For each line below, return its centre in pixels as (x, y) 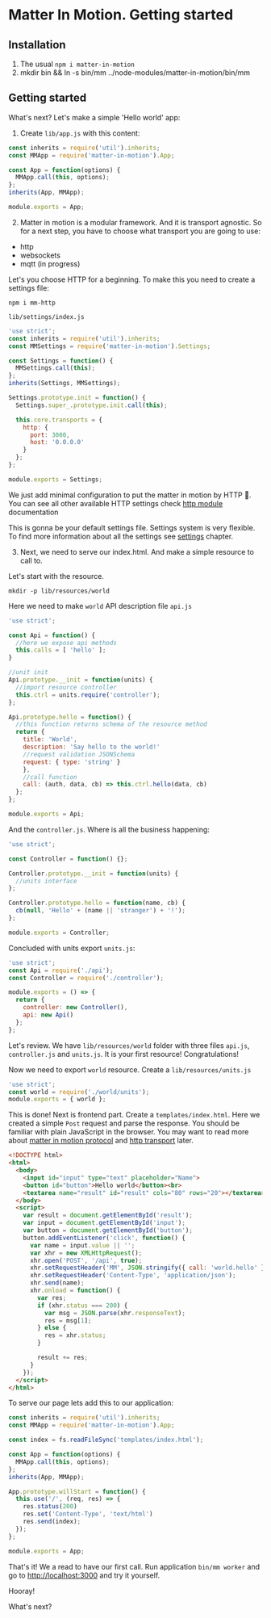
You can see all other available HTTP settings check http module (116, 503)
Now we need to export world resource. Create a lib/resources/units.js (130, 1069)
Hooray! (22, 1591)
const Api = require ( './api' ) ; (61, 970)
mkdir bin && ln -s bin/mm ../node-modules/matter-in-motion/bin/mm (135, 73)
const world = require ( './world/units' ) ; (79, 1092)
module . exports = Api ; (46, 814)
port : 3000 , (50, 435)
